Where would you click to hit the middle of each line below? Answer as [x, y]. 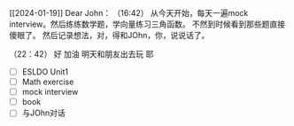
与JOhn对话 [44, 113]
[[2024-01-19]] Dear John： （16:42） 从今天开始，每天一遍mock [129, 13]
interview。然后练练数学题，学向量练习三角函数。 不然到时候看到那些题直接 [147, 24]
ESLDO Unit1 [45, 72]
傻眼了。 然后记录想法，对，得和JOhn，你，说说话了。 [109, 35]
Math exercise [48, 82]
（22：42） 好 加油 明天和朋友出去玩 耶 [81, 54]
